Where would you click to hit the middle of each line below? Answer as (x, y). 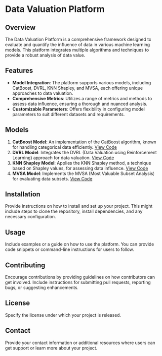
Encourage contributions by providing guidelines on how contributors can (80, 277)
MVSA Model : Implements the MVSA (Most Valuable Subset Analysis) (83, 173)
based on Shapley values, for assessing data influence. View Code (80, 168)
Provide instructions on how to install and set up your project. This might (79, 206)
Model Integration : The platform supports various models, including (81, 82)
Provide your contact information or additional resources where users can (80, 343)
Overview (20, 28)
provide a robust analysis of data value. (45, 55)
